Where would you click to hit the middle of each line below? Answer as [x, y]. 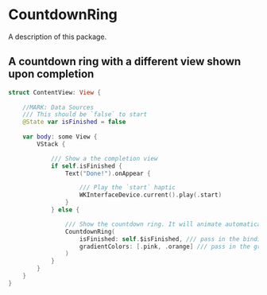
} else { [65, 210]
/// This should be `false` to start [85, 115]
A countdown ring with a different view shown [125, 62]
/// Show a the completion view [104, 158]
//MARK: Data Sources [58, 107]
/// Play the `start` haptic [128, 188]
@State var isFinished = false [74, 122]
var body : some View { [60, 137]
